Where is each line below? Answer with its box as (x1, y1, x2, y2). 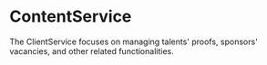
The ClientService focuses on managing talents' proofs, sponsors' (9, 36, 258, 47)
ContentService (9, 6, 132, 27)
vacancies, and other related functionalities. (9, 45, 175, 56)
